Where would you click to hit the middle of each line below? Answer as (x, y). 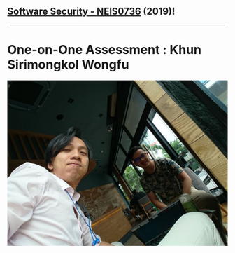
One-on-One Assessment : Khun (104, 50)
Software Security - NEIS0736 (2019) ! (91, 12)
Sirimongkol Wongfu (68, 64)
